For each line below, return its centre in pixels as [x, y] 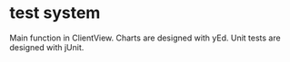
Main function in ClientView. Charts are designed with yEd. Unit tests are [145, 38]
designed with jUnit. [47, 47]
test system [55, 13]
